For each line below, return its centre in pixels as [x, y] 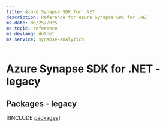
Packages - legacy [41, 103]
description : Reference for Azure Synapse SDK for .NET [77, 17]
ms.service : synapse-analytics [45, 39]
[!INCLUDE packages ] [33, 118]
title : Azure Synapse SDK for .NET [51, 12]
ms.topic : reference [32, 28]
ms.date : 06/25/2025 [32, 23]
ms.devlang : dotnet [31, 34]
